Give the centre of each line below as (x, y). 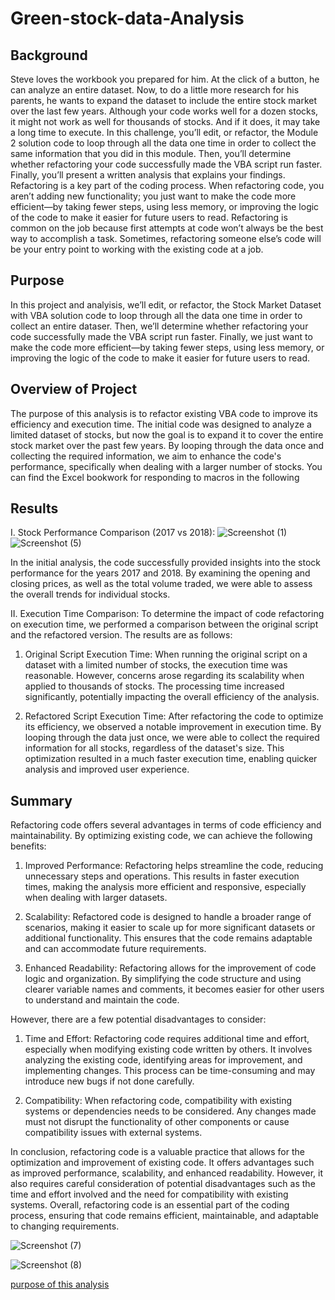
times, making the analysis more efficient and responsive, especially (165, 887)
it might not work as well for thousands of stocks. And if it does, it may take (165, 121)
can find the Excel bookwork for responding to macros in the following (155, 477)
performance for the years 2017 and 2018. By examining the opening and (160, 573)
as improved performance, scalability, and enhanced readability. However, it (167, 1173)
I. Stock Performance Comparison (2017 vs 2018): (113, 533)
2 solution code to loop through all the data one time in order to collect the (163, 143)
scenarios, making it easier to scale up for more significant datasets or (170, 928)
